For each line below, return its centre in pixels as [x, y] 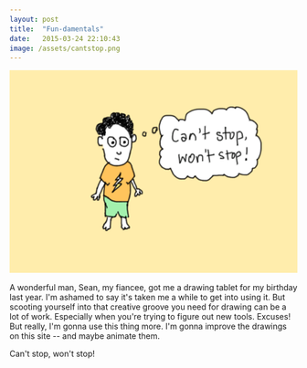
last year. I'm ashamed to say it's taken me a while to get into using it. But [148, 297]
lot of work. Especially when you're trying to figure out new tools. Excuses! [150, 316]
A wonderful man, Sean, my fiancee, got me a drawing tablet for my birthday [153, 287]
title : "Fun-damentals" [57, 29]
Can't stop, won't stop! [53, 353]
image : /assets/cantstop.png [65, 48]
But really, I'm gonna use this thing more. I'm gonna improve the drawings [148, 326]
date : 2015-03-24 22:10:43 [65, 38]
